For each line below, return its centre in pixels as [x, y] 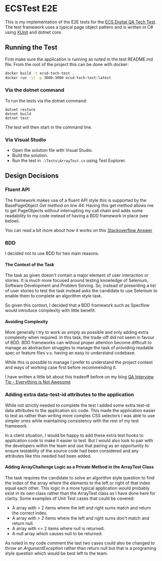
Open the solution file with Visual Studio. [52, 150]
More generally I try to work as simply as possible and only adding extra [77, 332]
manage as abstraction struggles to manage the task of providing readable [79, 348]
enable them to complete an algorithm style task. [54, 296]
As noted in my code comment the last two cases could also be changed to [80, 543]
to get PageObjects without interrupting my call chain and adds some [74, 210]
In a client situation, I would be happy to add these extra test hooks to [74, 435]
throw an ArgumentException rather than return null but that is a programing [81, 548]
